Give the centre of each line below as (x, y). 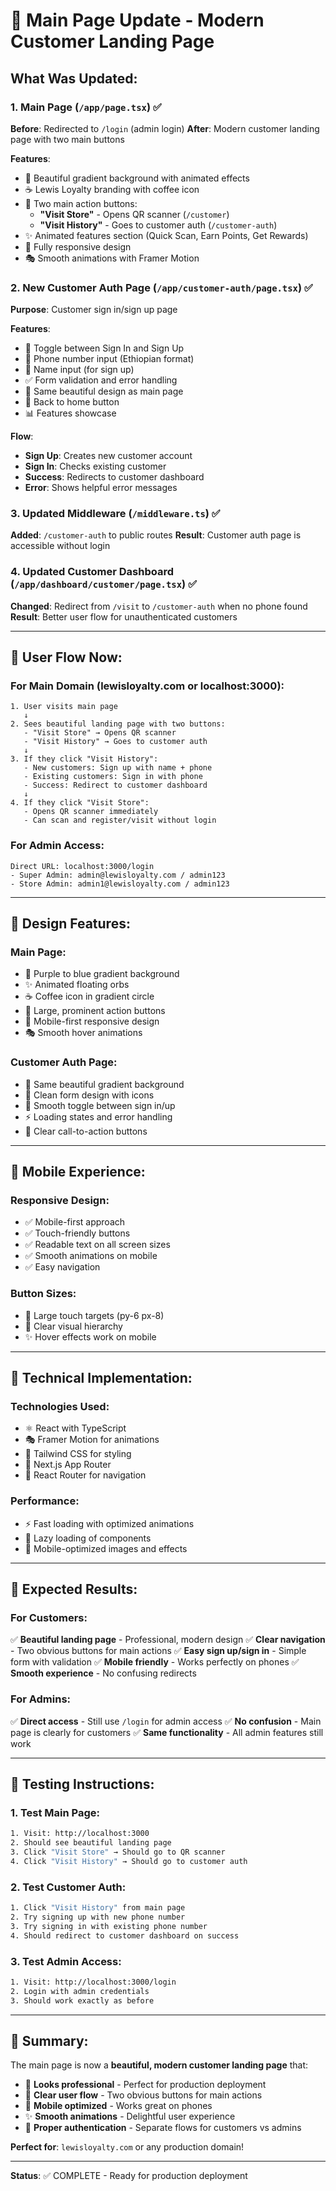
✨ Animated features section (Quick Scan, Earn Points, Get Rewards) (166, 235)
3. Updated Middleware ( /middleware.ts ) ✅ (115, 514)
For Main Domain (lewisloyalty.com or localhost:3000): (147, 686)
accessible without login (60, 546)
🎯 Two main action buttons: (81, 203)
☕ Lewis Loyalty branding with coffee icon (112, 189)
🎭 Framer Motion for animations (92, 1440)
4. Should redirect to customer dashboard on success (125, 1935)
